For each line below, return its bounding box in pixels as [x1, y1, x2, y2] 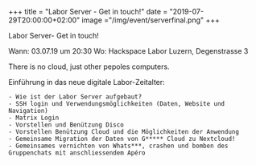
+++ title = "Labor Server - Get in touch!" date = [8, 7, 168, 16]
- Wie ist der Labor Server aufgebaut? [8, 93, 142, 101]
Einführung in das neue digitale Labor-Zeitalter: [8, 78, 165, 87]
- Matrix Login [8, 114, 60, 122]
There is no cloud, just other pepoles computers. [8, 62, 171, 71]
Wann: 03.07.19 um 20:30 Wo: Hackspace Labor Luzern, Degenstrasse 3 [8, 46, 249, 55]
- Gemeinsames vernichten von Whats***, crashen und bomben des [8, 142, 229, 150]
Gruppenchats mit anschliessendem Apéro [8, 149, 147, 157]
